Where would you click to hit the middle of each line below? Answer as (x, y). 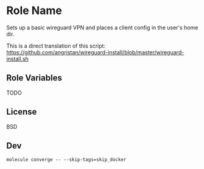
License (22, 112)
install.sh (18, 59)
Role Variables (34, 78)
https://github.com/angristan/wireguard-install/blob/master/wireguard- (95, 52)
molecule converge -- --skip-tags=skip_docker (66, 160)
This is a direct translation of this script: (56, 46)
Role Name (34, 11)
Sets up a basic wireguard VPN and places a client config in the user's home (102, 27)
